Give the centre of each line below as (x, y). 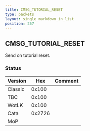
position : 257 (20, 23)
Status (13, 68)
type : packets (20, 14)
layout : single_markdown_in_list (40, 19)
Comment (67, 81)
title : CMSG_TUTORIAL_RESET (34, 10)
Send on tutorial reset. (28, 55)
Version (17, 81)
